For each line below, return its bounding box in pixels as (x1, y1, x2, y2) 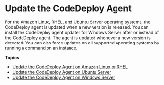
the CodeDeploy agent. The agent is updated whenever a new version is (5, 35, 151, 41)
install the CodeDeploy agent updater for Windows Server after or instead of (5, 29, 159, 35)
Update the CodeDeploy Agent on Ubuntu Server (12, 69, 112, 75)
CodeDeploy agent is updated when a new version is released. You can (5, 24, 149, 30)
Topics (5, 54, 20, 60)
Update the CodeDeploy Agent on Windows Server (12, 74, 115, 80)
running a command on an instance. (5, 45, 78, 51)
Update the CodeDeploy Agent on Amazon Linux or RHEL (12, 64, 128, 70)
